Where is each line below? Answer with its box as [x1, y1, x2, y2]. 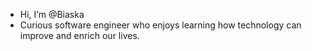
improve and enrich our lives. [19, 30, 140, 41]
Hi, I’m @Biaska [19, 9, 85, 20]
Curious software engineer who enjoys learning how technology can [19, 19, 302, 31]
